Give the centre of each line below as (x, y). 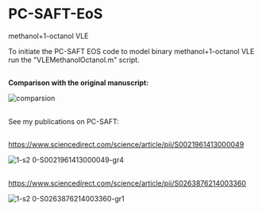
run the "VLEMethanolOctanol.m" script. (74, 60)
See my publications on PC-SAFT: (64, 121)
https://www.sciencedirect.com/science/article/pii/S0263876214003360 (127, 183)
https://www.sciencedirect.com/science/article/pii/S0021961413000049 (126, 145)
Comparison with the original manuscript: (79, 83)
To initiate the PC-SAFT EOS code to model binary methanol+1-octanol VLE (131, 51)
